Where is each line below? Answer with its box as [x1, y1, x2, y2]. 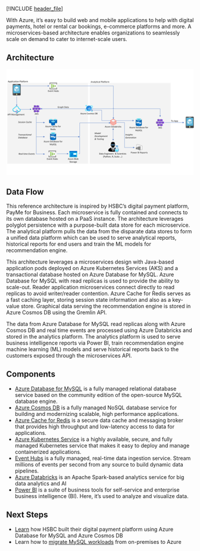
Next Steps [6, 510, 48, 520]
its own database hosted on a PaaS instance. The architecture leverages [6, 215, 183, 223]
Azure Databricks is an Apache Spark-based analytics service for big [14, 473, 185, 481]
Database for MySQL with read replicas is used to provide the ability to [6, 277, 180, 284]
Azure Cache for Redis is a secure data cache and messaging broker [14, 417, 183, 424]
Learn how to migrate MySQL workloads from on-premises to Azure [14, 538, 182, 545]
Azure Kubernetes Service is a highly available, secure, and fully [14, 436, 173, 443]
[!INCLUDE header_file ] [6, 5, 64, 12]
